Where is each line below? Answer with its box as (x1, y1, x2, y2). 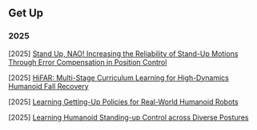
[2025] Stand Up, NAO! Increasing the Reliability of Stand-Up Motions (8, 48, 239, 59)
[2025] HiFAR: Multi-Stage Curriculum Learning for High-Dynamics (8, 72, 230, 83)
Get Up (8, 6, 44, 20)
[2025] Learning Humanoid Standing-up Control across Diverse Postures (8, 112, 249, 122)
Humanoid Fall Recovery (8, 81, 90, 91)
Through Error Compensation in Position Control (8, 57, 167, 67)
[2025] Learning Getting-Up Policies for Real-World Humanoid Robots (8, 96, 239, 107)
